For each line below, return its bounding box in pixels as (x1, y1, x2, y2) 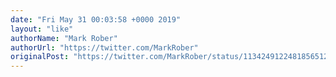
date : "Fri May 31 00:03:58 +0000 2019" (10, 14, 182, 25)
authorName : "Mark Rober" (10, 33, 118, 43)
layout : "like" (10, 24, 74, 34)
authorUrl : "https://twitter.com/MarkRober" (10, 42, 199, 53)
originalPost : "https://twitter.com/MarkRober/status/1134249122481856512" (10, 52, 333, 62)
